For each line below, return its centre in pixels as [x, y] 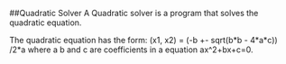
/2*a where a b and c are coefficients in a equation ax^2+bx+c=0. [132, 50]
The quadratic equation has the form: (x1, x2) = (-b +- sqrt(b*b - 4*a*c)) [143, 40]
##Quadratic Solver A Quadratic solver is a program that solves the [134, 13]
